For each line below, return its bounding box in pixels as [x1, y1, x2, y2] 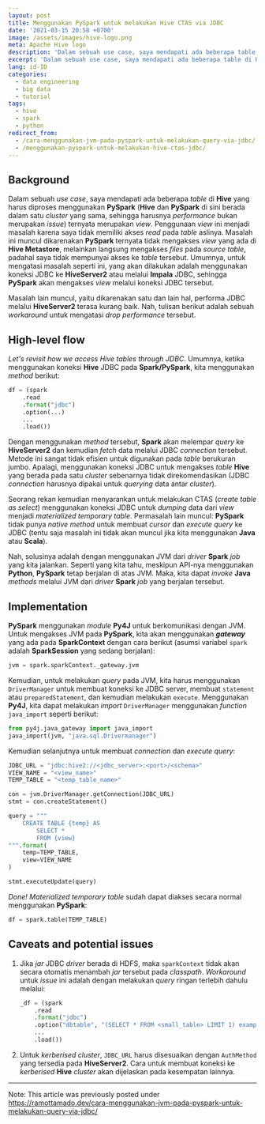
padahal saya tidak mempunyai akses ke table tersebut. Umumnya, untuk [8, 253, 246, 262]
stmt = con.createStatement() [8, 798, 108, 806]
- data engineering [15, 77, 80, 85]
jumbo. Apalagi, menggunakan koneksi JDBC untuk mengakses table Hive [8, 462, 250, 472]
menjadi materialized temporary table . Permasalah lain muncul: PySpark [8, 511, 244, 521]
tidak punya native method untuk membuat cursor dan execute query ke [8, 519, 243, 530]
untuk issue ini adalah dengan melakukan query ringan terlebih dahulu [19, 975, 248, 985]
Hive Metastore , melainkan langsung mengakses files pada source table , [8, 244, 246, 254]
